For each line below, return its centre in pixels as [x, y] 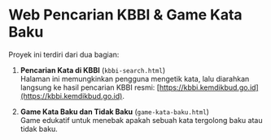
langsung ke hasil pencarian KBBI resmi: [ [90, 87]
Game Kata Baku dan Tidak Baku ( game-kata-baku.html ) [115, 112]
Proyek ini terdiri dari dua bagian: [64, 54]
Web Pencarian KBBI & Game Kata [125, 15]
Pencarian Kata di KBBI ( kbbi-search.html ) [93, 70]
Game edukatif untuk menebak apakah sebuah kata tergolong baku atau [141, 120]
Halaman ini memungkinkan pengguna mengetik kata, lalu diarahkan [135, 78]
